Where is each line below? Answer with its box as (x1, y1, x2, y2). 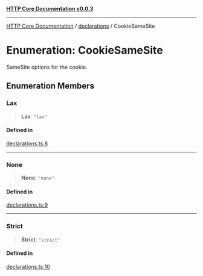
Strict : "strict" (21, 236, 60, 243)
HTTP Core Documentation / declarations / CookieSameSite (6, 22, 155, 30)
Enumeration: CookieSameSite (6, 43, 163, 57)
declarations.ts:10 (6, 263, 50, 270)
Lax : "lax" (21, 113, 47, 120)
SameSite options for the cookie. (6, 63, 88, 71)
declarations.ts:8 (6, 140, 48, 147)
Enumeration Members (6, 81, 95, 91)
